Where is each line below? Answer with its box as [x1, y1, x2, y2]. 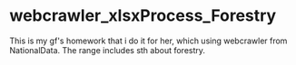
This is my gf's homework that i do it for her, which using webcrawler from [9, 35, 288, 46]
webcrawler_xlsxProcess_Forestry [9, 5, 277, 26]
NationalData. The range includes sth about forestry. [9, 44, 206, 55]
